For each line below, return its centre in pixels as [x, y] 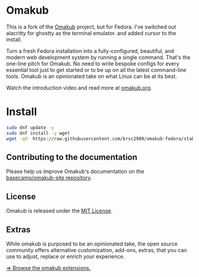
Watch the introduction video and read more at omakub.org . [79, 87]
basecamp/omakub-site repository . [49, 178]
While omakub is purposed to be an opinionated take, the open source [92, 244]
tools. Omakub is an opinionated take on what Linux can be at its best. [92, 76]
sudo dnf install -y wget [38, 133]
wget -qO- [18, 138]
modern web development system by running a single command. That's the [98, 57]
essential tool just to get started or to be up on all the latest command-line [96, 70]
